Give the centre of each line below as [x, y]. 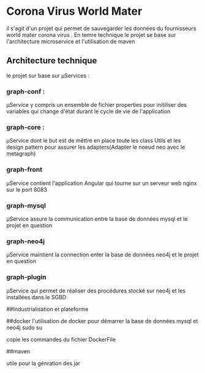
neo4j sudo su [24, 328]
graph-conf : [26, 92]
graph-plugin [27, 277]
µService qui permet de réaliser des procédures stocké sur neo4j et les [96, 291]
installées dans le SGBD [36, 297]
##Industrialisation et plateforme [47, 309]
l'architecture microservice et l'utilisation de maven [71, 41]
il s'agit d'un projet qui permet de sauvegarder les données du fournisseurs [102, 28]
